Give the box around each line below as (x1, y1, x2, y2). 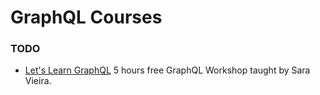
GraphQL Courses (10, 6, 163, 29)
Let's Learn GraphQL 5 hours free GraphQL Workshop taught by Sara (24, 64, 311, 76)
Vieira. (24, 75, 52, 87)
